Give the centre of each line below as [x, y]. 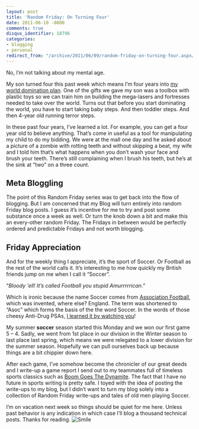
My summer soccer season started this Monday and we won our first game [98, 328]
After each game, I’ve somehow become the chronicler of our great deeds [97, 364]
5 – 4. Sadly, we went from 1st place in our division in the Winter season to [97, 334]
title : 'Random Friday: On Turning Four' [58, 17]
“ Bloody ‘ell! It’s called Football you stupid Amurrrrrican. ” [76, 286]
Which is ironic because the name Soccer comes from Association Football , [98, 297]
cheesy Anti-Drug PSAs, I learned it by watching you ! [71, 316]
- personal [20, 50]
